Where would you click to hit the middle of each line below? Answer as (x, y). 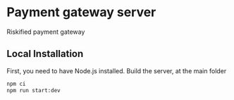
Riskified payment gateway (46, 32)
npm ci (16, 84)
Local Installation (45, 54)
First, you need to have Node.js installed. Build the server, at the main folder (117, 70)
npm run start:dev (33, 90)
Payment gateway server (81, 12)
